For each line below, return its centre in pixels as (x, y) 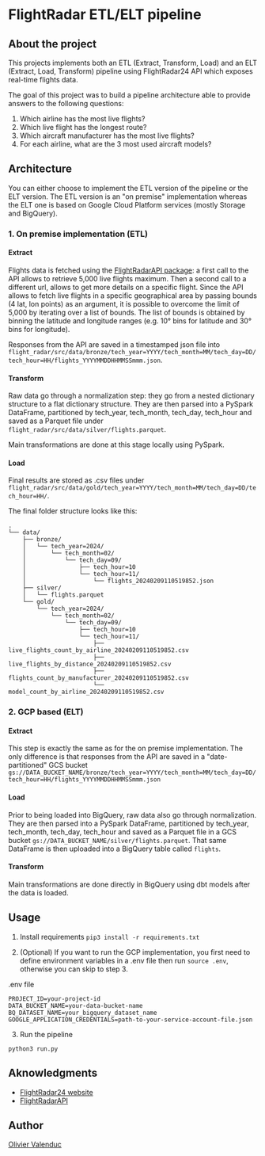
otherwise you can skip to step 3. (74, 969)
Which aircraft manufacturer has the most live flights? (107, 135)
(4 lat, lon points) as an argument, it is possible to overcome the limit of (124, 303)
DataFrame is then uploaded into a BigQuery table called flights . (115, 849)
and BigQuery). (33, 213)
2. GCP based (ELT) (46, 712)
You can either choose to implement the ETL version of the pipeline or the (128, 188)
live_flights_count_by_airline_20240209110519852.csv (99, 650)
